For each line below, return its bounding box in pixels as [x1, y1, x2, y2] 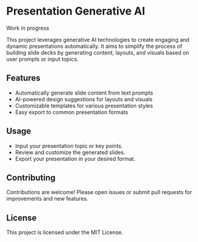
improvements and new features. [6, 195, 89, 203]
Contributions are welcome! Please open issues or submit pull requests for [6, 189, 193, 196]
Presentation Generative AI [6, 4, 145, 18]
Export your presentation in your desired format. [15, 155, 136, 162]
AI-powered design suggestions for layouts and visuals [15, 95, 153, 103]
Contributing [6, 172, 56, 183]
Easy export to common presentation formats [15, 108, 128, 116]
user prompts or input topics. [6, 55, 79, 62]
